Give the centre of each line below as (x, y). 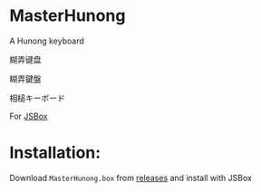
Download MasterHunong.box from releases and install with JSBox (130, 178)
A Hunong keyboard (47, 41)
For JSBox (29, 116)
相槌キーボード (37, 98)
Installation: (55, 153)
